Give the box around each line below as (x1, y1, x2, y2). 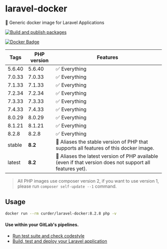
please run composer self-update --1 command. (17, 183, 117, 189)
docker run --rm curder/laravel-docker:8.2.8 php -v (5, 211, 117, 216)
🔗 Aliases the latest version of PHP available (55, 153, 158, 160)
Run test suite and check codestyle (12, 233, 84, 239)
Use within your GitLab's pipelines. (5, 222, 79, 228)
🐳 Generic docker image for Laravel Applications (5, 19, 104, 25)
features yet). (55, 165, 87, 172)
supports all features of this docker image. (55, 144, 155, 151)
